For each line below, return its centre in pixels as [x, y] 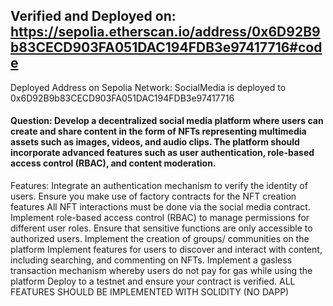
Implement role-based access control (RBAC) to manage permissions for [160, 218]
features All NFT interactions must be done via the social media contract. [160, 207]
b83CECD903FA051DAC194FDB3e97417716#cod [166, 47]
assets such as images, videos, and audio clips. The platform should [155, 142]
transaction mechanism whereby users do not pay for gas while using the [161, 271]
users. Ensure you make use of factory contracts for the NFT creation [153, 196]
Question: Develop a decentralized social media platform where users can [167, 121]
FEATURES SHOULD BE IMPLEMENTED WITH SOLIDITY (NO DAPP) [150, 292]
